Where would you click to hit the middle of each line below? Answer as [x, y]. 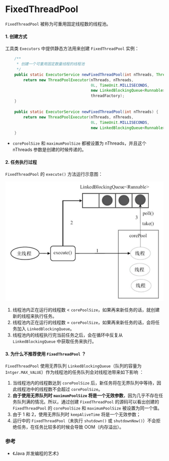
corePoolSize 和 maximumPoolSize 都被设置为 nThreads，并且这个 [79, 143]
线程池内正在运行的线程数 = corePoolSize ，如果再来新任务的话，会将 [84, 322]
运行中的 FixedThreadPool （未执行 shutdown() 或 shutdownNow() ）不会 [84, 421]
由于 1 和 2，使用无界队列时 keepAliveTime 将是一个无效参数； [76, 415]
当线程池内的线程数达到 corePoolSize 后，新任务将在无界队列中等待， [84, 383]
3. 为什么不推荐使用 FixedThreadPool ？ [46, 354]
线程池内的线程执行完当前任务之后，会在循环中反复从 [68, 335]
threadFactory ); [108, 96]
